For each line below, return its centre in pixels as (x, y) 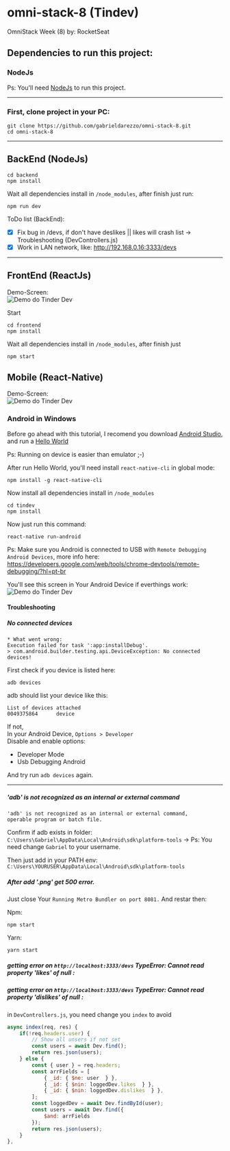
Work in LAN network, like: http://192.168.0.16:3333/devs (97, 247)
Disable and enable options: (46, 742)
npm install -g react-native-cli (55, 480)
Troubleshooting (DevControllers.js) (67, 240)
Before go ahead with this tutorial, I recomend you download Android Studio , (115, 433)
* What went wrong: (35, 640)
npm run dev (24, 206)
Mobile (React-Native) (55, 378)
